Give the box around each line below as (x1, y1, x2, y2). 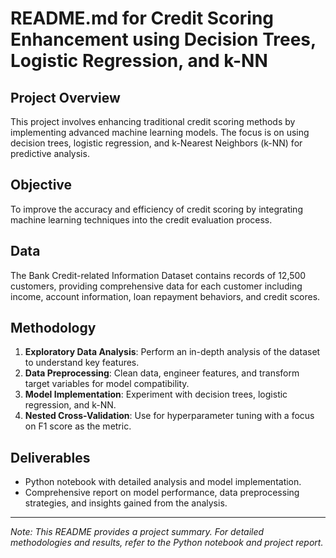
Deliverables (10, 449, 91, 466)
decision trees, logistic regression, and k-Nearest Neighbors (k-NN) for (10, 137, 303, 149)
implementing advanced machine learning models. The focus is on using (10, 127, 310, 138)
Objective (10, 177, 73, 194)
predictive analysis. (10, 148, 90, 159)
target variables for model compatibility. (24, 378, 190, 390)
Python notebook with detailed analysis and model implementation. (24, 476, 302, 488)
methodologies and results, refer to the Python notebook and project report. (10, 537, 324, 549)
